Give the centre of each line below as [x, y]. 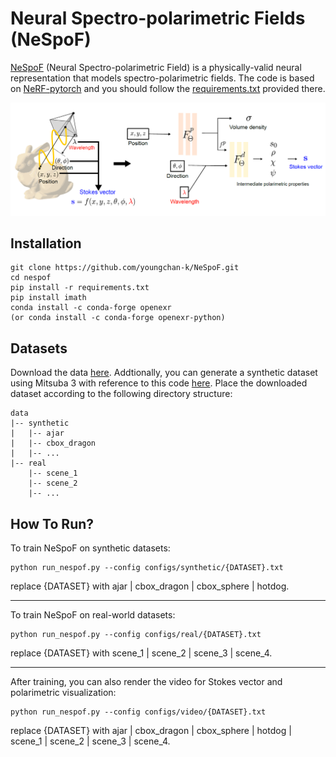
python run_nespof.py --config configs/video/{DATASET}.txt [138, 712]
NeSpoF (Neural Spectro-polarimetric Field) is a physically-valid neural [156, 67]
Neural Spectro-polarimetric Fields [158, 18]
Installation [46, 243]
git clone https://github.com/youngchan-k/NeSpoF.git [125, 268]
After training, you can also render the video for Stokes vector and [146, 681]
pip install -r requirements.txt [80, 288]
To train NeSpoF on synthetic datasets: [90, 548]
